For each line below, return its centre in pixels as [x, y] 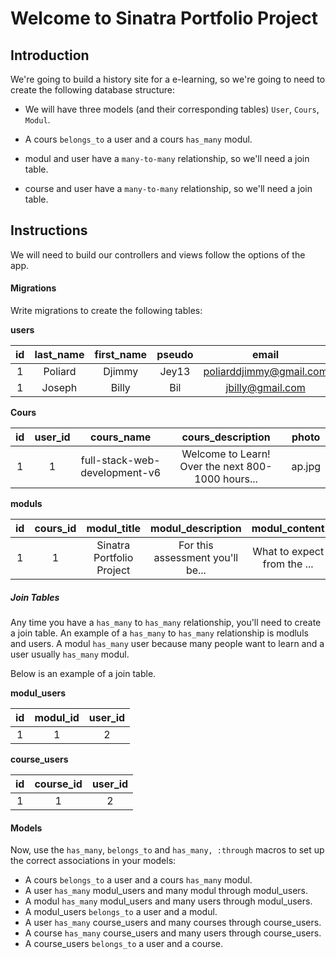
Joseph [59, 388]
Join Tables [35, 597]
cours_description [226, 437]
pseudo [175, 355]
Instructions [49, 230]
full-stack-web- [120, 460]
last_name [59, 355]
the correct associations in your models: [93, 861]
